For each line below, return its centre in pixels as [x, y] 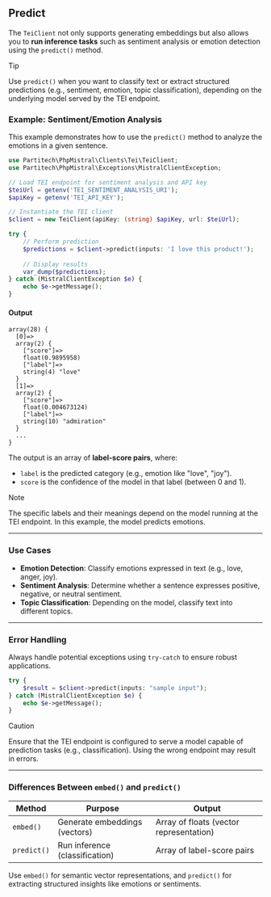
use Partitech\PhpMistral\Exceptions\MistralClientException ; [115, 168]
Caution [21, 726]
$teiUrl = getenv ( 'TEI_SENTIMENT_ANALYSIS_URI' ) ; [94, 190]
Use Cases [30, 550]
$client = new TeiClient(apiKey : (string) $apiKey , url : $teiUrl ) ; [124, 220]
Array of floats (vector [198, 822]
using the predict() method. [56, 50]
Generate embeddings [100, 822]
